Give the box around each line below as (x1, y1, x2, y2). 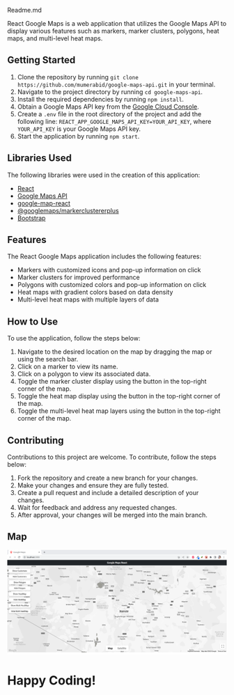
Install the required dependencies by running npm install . (17, 95, 185, 103)
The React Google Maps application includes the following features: (7, 252, 202, 260)
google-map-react (17, 198, 71, 208)
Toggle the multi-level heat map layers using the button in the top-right (17, 407, 221, 415)
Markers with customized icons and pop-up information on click (17, 266, 201, 274)
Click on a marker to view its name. (17, 362, 118, 371)
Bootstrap (17, 214, 46, 222)
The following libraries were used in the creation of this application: (7, 171, 201, 179)
